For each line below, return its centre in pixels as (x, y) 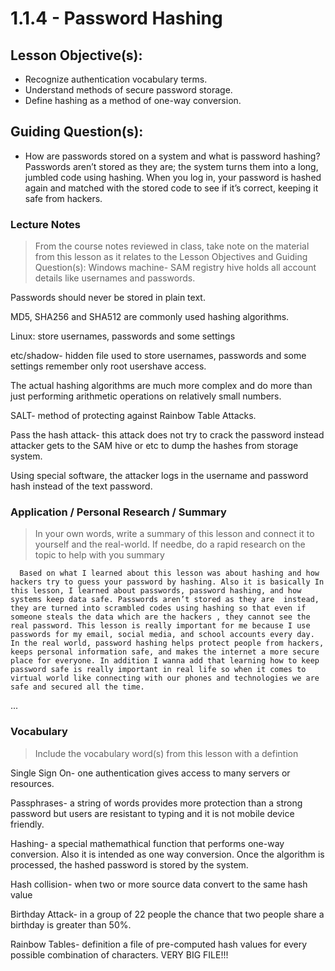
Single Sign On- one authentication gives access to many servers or (150, 773)
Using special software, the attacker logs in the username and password (159, 476)
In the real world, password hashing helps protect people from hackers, (167, 643)
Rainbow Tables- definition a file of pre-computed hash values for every (159, 944)
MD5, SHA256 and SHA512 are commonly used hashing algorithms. (150, 317)
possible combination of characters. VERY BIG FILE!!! (119, 954)
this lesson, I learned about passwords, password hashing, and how (156, 591)
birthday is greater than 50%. (71, 924)
